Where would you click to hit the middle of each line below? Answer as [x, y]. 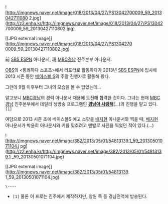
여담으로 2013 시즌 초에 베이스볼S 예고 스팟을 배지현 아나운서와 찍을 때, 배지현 [82, 119]
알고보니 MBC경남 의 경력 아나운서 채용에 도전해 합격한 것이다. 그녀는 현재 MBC [83, 98]
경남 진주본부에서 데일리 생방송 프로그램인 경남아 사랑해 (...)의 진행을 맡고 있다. [81, 104]
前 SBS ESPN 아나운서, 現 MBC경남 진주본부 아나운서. [59, 59]
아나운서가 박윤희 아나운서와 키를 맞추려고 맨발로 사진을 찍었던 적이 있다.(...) [79, 125]
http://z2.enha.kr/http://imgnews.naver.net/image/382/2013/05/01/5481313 [84, 151]
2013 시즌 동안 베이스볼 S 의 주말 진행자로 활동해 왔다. [58, 76]
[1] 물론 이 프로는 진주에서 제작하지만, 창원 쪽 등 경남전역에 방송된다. [80, 196]
